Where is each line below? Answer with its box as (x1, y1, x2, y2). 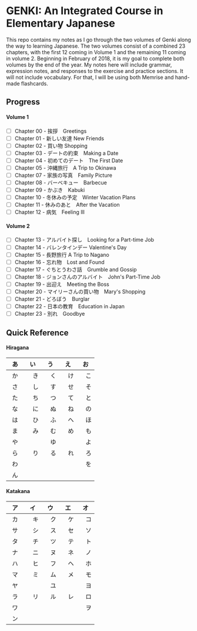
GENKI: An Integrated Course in (6, 4, 163, 18)
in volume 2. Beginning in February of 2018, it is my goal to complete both (6, 55, 185, 62)
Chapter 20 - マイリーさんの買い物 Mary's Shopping (14, 288, 146, 295)
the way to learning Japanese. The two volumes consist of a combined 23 (6, 42, 186, 49)
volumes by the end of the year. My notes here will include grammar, (6, 61, 172, 68)
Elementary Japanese (6, 16, 116, 30)
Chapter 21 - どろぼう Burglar (14, 295, 90, 302)
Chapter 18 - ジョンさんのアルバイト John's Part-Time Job (14, 273, 161, 280)
